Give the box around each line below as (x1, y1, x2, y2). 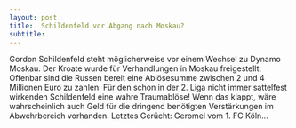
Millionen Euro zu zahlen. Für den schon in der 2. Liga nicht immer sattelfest (9, 82, 287, 93)
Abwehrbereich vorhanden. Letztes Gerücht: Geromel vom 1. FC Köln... (9, 110, 268, 121)
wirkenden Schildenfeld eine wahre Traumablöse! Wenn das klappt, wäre (9, 92, 276, 102)
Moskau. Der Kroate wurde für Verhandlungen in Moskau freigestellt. (9, 63, 262, 74)
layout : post (9, 12, 58, 22)
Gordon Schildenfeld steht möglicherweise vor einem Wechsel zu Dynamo (9, 54, 282, 65)
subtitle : (9, 29, 46, 38)
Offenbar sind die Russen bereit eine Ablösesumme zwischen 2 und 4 (9, 73, 265, 84)
